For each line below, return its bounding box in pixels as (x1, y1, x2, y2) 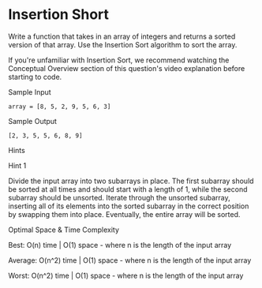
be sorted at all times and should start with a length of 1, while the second (8, 184, 248, 194)
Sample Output (8, 116, 58, 125)
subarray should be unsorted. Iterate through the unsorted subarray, (8, 193, 230, 202)
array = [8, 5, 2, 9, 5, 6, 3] (8, 103, 111, 110)
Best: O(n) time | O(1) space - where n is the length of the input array (8, 240, 232, 249)
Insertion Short (8, 6, 109, 24)
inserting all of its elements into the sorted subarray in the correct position (8, 201, 249, 211)
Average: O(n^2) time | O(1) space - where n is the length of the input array (8, 255, 252, 265)
